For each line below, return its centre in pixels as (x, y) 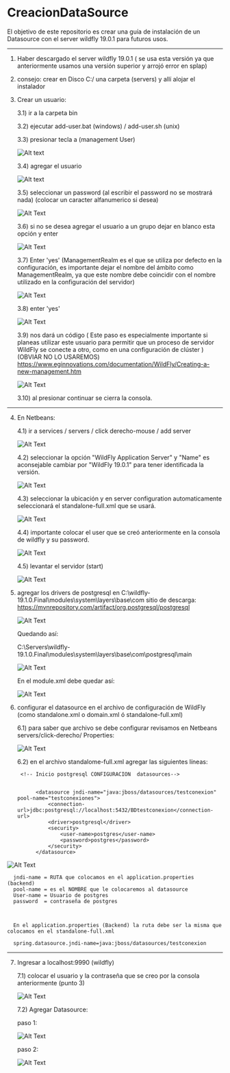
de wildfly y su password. (53, 540)
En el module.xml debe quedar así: (66, 681)
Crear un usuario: (41, 99)
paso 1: (27, 1022)
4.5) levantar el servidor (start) (60, 566)
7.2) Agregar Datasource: (52, 1009)
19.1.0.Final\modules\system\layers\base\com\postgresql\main (104, 654)
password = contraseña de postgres (65, 901)
